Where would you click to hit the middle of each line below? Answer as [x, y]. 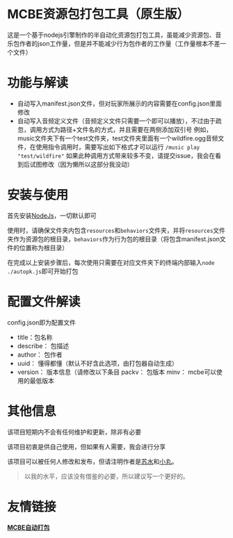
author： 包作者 [40, 354]
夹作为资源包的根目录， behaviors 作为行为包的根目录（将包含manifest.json [114, 239]
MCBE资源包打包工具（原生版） [98, 14]
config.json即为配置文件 [42, 322]
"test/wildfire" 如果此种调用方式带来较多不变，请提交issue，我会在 [116, 155]
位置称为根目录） [43, 247]
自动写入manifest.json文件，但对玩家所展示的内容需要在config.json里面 [120, 103]
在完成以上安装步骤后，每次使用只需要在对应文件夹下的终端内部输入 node [111, 262]
